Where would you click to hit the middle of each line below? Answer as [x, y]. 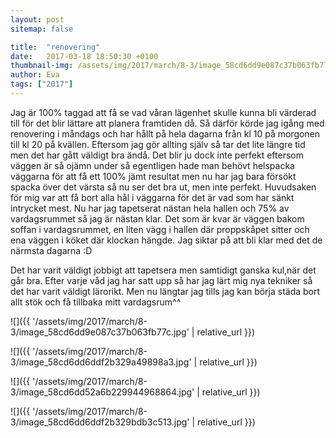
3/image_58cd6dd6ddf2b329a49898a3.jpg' [101, 362]
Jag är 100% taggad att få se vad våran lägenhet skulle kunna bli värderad [163, 112]
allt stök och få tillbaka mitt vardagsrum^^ [96, 302]
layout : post [37, 19]
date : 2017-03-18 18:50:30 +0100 [84, 56]
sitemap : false [42, 29]
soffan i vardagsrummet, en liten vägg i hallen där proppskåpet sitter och [160, 229]
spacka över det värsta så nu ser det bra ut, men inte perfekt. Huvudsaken [163, 187]
